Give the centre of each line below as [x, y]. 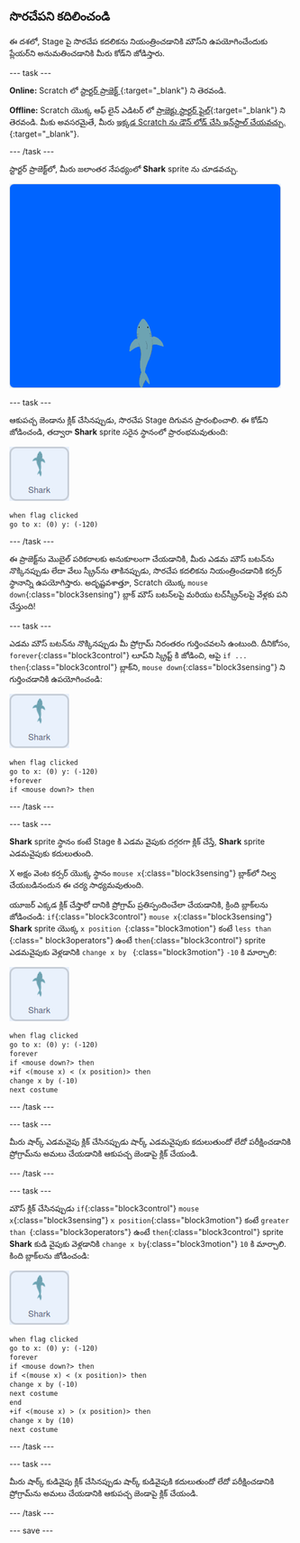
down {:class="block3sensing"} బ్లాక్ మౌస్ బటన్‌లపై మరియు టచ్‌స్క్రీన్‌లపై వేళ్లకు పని [149, 594]
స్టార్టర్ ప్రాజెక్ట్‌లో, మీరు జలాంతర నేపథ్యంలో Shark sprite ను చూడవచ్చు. [124, 169]
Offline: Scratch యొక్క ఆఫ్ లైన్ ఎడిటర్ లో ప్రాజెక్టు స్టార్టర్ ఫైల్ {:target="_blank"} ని [147, 110]
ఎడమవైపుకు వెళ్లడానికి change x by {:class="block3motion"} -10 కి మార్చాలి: [143, 952]
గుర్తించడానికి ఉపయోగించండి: [56, 679]
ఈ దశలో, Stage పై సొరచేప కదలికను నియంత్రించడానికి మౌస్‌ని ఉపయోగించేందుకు [139, 41]
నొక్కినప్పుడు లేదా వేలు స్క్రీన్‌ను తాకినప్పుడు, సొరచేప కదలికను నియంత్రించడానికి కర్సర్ [145, 571]
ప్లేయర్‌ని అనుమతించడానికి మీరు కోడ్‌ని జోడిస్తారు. [87, 53]
